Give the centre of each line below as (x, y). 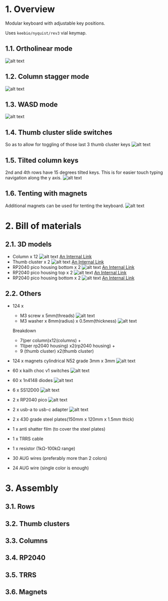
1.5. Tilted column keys (42, 160)
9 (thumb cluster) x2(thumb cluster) (57, 351)
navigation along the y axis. (33, 178)
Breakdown (24, 331)
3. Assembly (32, 488)
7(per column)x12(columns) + (50, 340)
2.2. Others (23, 294)
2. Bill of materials (43, 226)
